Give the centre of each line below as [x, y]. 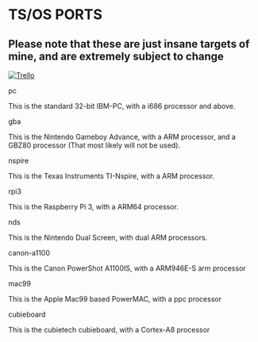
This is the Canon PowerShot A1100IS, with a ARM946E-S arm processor [127, 268]
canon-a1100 [29, 253]
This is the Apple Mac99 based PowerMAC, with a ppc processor [115, 299]
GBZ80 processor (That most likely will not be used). [94, 145]
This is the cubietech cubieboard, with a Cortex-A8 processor [109, 330]
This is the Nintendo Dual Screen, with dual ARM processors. [108, 237]
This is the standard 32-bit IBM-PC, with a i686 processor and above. [122, 106]
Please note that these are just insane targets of [129, 44]
